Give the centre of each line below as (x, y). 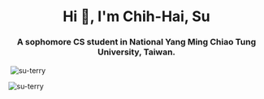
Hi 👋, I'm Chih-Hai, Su (136, 17)
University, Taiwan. (136, 52)
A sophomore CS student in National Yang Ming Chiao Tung (136, 42)
